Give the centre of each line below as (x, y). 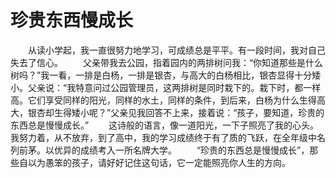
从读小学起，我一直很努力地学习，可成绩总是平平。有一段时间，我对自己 (176, 50)
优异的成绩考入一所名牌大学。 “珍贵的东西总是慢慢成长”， (181, 150)
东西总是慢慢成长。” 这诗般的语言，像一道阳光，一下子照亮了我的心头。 (165, 125)
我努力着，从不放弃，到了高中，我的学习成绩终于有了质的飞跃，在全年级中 (163, 137)
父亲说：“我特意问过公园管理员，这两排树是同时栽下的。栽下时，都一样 (174, 87)
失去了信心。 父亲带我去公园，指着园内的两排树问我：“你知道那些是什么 (167, 62)
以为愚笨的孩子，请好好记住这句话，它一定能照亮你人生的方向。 (159, 162)
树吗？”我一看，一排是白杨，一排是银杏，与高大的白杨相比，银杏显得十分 (161, 75)
